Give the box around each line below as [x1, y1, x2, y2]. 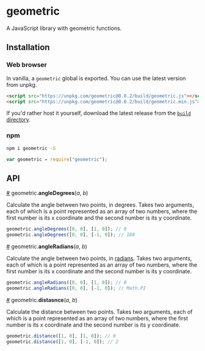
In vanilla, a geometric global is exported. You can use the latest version [6, 75, 186, 82]
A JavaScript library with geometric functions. [6, 24, 122, 32]
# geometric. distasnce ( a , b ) [6, 296, 78, 303]
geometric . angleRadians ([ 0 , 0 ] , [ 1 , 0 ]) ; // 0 [6, 279, 127, 286]
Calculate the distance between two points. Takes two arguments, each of [6, 308, 193, 316]
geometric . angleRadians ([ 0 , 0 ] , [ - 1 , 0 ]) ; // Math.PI [6, 285, 146, 291]
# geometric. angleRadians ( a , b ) [6, 243, 87, 250]
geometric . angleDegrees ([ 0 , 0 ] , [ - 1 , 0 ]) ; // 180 [6, 232, 135, 238]
